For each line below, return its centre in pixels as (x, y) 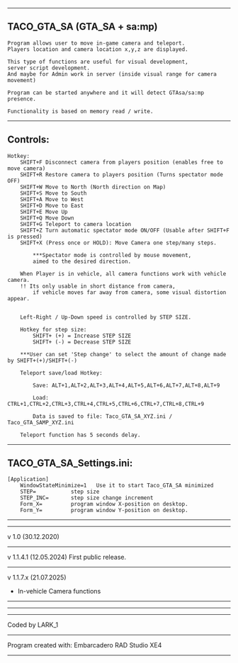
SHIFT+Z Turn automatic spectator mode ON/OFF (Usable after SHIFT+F (125, 230)
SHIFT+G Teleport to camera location (76, 224)
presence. (22, 99)
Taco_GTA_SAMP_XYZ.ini (41, 422)
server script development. (49, 68)
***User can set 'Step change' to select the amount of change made (123, 354)
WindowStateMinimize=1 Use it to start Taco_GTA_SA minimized (117, 486)
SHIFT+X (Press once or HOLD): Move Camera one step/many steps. (119, 243)
